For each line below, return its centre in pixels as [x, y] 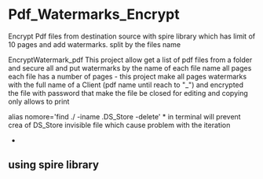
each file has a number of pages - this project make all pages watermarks [128, 76]
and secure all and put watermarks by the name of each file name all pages [130, 68]
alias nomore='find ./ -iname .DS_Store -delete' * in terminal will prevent [124, 116]
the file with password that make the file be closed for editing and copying [128, 93]
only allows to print [39, 101]
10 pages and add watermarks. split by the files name [95, 44]
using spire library [54, 165]
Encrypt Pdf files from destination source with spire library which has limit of [132, 36]
